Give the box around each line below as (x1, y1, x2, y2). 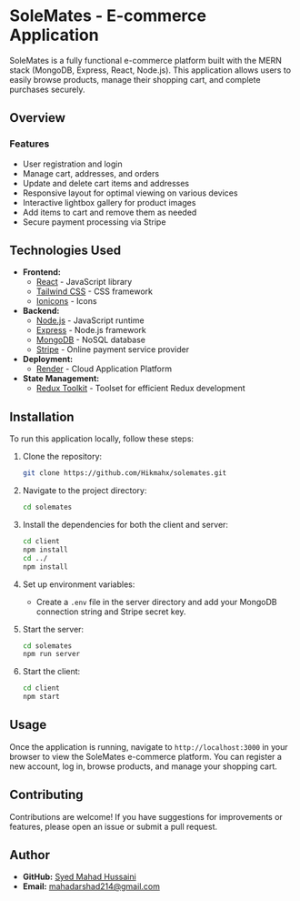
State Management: (22, 373, 100, 384)
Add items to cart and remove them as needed (22, 207, 197, 218)
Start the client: (22, 666, 81, 677)
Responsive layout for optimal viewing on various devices (22, 187, 238, 198)
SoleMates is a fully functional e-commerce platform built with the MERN (9, 55, 282, 66)
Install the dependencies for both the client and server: (22, 520, 229, 530)
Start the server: (22, 623, 85, 634)
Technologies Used (9, 243, 121, 258)
